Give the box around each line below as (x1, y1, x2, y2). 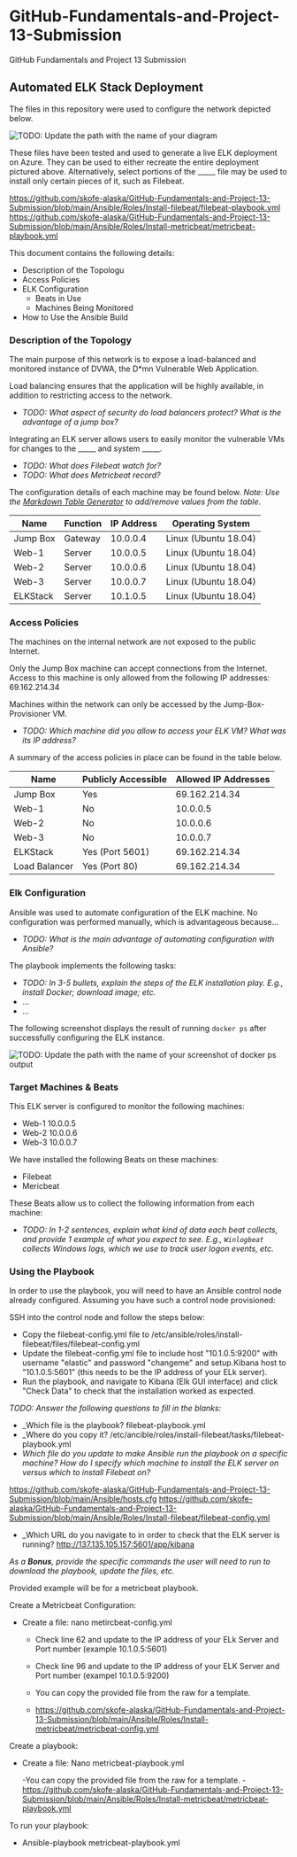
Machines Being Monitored (34, 302, 134, 313)
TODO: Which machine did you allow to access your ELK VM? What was (21, 726, 287, 736)
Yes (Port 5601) (82, 846, 150, 859)
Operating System (171, 517, 250, 530)
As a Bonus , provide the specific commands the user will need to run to (9, 1557, 271, 1567)
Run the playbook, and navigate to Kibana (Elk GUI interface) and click (21, 1376, 278, 1387)
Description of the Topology (9, 334, 133, 346)
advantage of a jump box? (21, 416, 119, 427)
